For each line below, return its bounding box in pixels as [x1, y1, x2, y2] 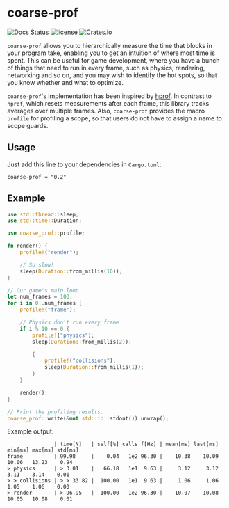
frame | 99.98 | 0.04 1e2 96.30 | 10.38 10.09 [7, 453, 219, 460]
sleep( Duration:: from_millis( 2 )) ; [32, 338, 132, 345]
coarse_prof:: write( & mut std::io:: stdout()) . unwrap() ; [7, 415, 169, 422]
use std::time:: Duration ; [7, 217, 82, 224]
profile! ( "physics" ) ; [32, 332, 95, 339]
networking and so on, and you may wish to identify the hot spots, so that [7, 71, 217, 79]
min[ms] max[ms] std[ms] [7, 447, 79, 454]
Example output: [7, 427, 54, 436]
